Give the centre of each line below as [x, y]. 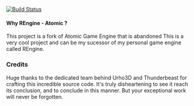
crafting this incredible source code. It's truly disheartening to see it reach [97, 84]
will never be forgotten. [35, 96]
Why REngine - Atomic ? [37, 23]
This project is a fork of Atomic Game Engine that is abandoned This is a [95, 37]
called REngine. [25, 49]
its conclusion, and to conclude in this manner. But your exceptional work [96, 90]
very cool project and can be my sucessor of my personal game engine [94, 43]
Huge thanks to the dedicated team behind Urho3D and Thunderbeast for [96, 77]
